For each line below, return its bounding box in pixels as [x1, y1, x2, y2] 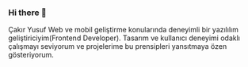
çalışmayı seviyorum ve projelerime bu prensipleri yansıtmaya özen [8, 42, 227, 51]
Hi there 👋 [8, 7, 48, 18]
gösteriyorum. [8, 50, 54, 60]
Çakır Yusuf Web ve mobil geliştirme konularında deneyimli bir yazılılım [8, 25, 239, 35]
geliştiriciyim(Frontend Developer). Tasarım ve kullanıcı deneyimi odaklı [8, 33, 240, 43]
